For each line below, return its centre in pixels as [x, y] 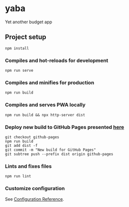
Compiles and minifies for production [50, 82]
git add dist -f [21, 145]
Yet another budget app [29, 22]
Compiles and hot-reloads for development [57, 60]
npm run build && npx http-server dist [45, 115]
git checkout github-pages [32, 137]
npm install [17, 48]
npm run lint [18, 176]
